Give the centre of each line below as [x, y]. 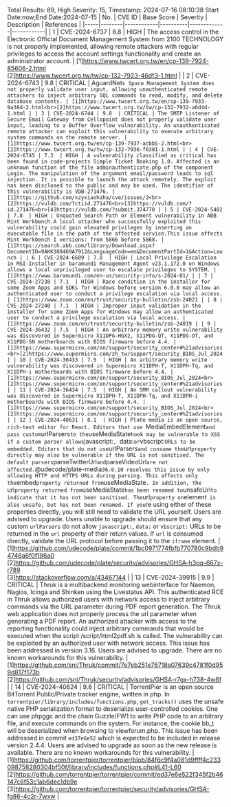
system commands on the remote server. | [67, 137]
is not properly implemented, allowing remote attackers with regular [103, 46]
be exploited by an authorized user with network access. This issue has [109, 643]
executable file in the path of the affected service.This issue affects [115, 234]
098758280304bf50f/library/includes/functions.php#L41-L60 [95, 767]
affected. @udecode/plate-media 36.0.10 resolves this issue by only [108, 469]
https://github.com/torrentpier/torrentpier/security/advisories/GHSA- [112, 789]
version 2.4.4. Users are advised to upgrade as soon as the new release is [112, 745]
